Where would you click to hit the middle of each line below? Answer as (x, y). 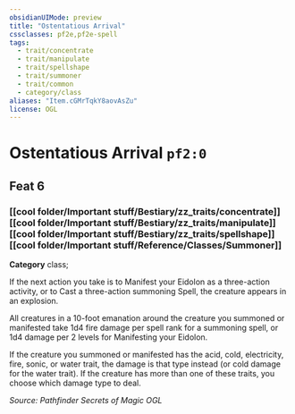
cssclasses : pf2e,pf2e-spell (63, 34)
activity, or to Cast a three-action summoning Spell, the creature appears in (148, 291)
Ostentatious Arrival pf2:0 (108, 153)
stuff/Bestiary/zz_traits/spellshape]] (194, 233)
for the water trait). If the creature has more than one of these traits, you (142, 374)
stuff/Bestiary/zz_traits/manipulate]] (195, 223)
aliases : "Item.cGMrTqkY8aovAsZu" (74, 101)
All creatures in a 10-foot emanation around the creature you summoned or (147, 318)
